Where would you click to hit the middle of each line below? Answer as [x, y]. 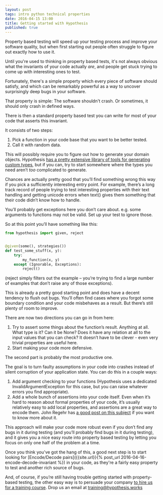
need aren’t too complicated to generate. [46, 170]
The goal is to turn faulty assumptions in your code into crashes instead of [80, 367]
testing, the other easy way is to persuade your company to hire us [86, 482]
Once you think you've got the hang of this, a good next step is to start [76, 452]
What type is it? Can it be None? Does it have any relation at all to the [81, 333]
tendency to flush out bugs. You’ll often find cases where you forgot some [79, 298]
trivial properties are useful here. [45, 343]
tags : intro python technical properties [48, 14]
